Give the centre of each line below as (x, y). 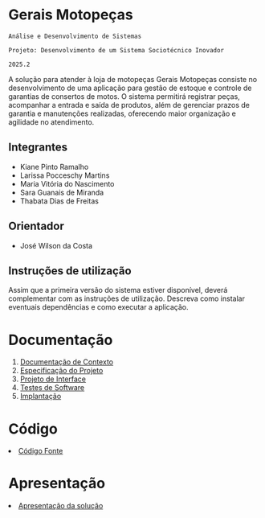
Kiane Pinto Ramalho (54, 166)
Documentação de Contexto (67, 362)
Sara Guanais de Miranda (62, 192)
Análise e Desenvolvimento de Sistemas (75, 36)
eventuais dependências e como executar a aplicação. (98, 307)
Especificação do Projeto (61, 371)
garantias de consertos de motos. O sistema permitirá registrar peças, (124, 96)
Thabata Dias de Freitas (59, 201)
